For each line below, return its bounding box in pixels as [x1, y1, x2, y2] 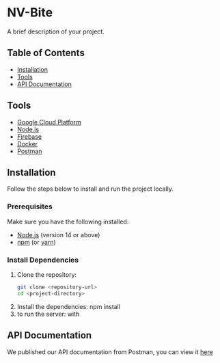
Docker [16, 139, 38, 148]
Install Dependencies [7, 255, 79, 265]
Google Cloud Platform [16, 118, 82, 126]
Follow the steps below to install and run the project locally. [7, 185, 174, 193]
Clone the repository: [16, 270, 77, 278]
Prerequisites [7, 202, 53, 211]
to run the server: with [16, 310, 80, 318]
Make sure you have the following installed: [7, 217, 129, 226]
